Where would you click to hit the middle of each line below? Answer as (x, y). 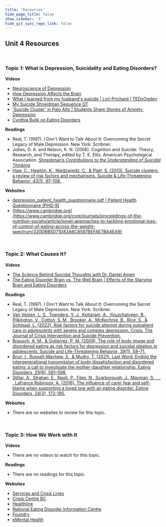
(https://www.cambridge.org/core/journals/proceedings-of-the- (77, 216)
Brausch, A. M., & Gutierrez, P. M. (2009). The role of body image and (83, 341)
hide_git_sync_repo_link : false (38, 23)
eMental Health (28, 520)
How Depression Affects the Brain (47, 94)
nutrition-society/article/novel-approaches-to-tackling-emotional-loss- (84, 221)
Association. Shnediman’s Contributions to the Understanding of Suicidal (86, 160)
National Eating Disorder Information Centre (57, 509)
